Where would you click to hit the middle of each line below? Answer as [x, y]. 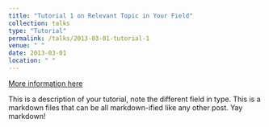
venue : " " [27, 46]
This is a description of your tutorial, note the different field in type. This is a [134, 99]
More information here [46, 83]
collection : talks [39, 23]
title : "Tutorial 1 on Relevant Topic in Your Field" [101, 16]
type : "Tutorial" [38, 31]
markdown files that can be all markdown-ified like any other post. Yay [126, 107]
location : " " [32, 61]
